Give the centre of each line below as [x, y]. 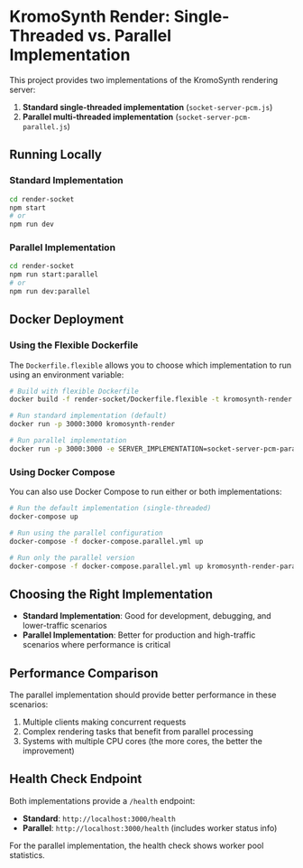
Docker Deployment [67, 319]
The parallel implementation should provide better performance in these [143, 695]
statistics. [27, 854]
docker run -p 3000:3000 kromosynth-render [92, 425]
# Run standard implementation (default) [88, 416]
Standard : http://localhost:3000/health [99, 818]
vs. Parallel [129, 36]
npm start [28, 208]
